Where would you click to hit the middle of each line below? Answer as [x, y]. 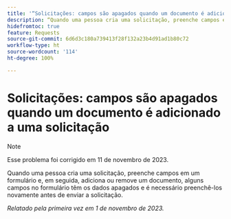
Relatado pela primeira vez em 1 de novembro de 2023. [86, 208]
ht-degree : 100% [30, 58]
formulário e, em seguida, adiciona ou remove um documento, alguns [106, 180]
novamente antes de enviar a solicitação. [65, 195]
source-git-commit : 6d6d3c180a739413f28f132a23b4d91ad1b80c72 [98, 39]
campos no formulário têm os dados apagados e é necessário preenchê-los [114, 187]
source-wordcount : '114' [43, 52]
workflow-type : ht [33, 45]
